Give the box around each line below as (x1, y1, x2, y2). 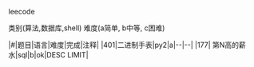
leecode (8, 7, 35, 16)
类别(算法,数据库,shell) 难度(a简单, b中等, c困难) (8, 23, 165, 33)
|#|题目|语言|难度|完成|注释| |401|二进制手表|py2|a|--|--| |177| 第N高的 (8, 40, 240, 49)
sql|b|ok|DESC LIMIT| (17, 50, 89, 59)
